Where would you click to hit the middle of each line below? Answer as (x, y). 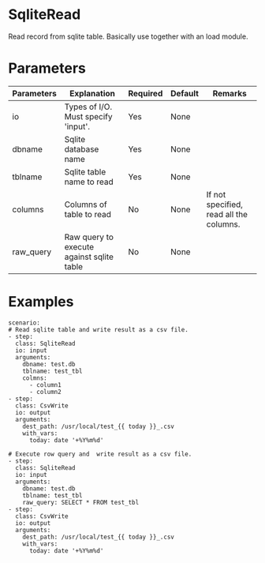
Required (146, 93)
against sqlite (89, 257)
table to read (88, 214)
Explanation (93, 93)
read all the (227, 214)
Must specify (88, 116)
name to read (89, 182)
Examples (41, 302)
